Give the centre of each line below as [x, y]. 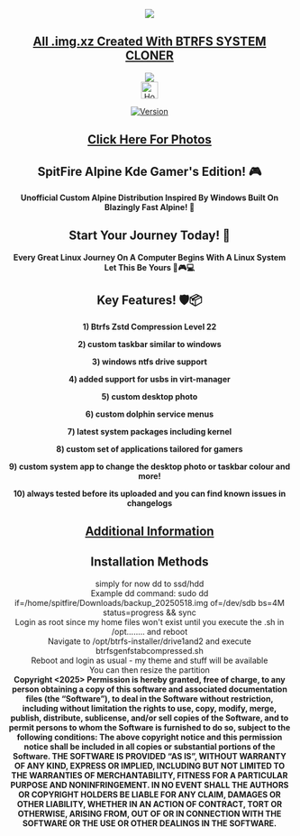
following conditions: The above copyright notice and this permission [150, 737]
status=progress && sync [150, 612]
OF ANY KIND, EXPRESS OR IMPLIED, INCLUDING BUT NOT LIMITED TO [149, 766]
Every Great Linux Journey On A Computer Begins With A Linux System [150, 257]
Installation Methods [150, 562]
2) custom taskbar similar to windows [150, 344]
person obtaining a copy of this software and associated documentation [150, 689]
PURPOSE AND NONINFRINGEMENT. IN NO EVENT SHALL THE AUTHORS [150, 785]
